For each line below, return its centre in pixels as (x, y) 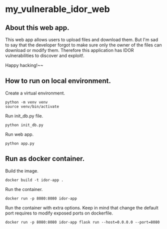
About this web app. (37, 28)
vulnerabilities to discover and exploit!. (45, 55)
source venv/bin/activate (32, 106)
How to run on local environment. (58, 81)
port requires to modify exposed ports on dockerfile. (59, 213)
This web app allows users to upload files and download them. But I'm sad (82, 39)
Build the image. (22, 170)
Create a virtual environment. (35, 93)
